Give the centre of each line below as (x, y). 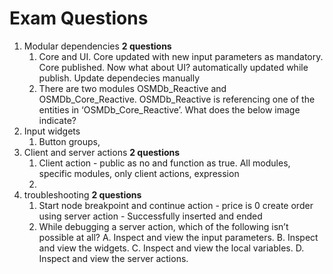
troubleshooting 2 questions (82, 194)
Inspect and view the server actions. (113, 258)
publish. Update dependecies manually (119, 78)
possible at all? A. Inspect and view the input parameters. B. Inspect (178, 237)
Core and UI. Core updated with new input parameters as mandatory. (181, 56)
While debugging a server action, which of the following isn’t (163, 226)
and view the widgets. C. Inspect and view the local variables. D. (171, 248)
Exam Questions (79, 18)
